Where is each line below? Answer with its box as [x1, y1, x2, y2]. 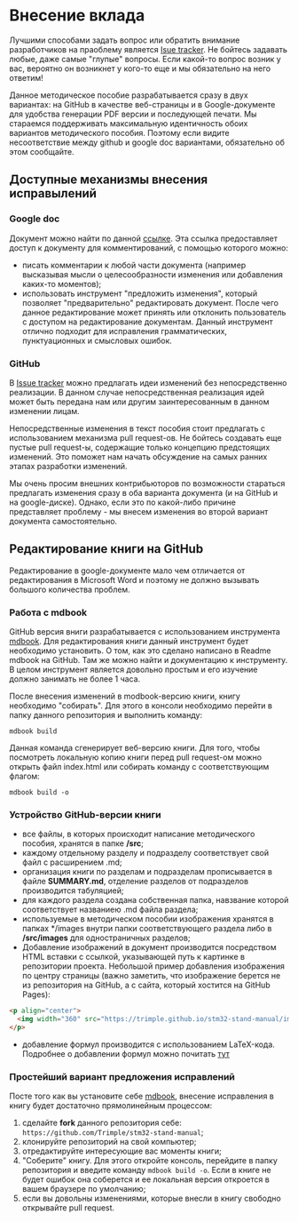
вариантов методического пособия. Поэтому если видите [9, 127, 230, 138]
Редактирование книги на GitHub [9, 541, 204, 556]
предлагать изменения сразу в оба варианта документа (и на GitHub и [9, 487, 278, 498]
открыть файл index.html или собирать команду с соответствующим [9, 762, 270, 772]
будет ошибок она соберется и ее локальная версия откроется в [21, 1174, 271, 1185]
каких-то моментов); [21, 278, 102, 289]
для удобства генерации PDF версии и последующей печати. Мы [9, 108, 257, 119]
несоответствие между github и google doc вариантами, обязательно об [9, 137, 286, 148]
